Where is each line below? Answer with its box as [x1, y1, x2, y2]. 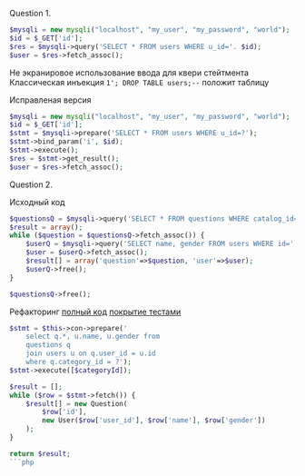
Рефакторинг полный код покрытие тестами [9, 306, 182, 317]
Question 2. [9, 179, 53, 190]
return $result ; [9, 449, 71, 458]
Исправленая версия [9, 94, 92, 105]
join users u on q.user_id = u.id [25, 349, 156, 358]
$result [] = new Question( [25, 399, 128, 408]
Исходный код [9, 196, 65, 207]
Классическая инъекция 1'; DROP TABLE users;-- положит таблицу [9, 76, 270, 87]
